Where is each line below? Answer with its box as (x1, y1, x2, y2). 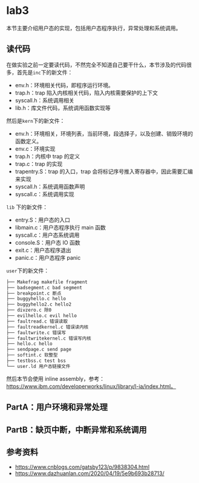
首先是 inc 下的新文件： (16, 68, 73, 76)
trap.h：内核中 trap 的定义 (15, 153, 80, 160)
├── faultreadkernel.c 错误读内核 (6, 324, 89, 330)
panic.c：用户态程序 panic (15, 254, 81, 261)
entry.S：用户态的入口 (15, 216, 71, 223)
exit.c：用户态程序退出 (15, 246, 71, 254)
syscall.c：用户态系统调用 (15, 231, 80, 238)
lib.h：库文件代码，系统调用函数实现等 (15, 104, 111, 111)
